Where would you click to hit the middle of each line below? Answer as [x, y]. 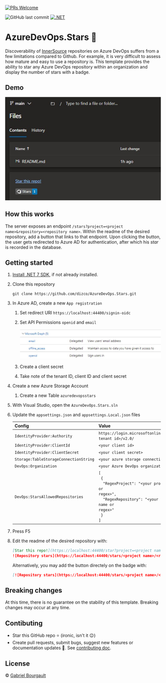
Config [22, 426]
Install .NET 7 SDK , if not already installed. [55, 275]
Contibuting [24, 623]
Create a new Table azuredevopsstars [58, 396]
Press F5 [21, 531]
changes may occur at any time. [38, 608]
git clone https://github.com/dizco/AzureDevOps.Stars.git [74, 294]
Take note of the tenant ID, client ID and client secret [73, 376]
